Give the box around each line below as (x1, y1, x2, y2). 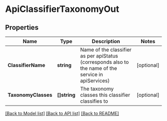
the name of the (80, 65, 117, 71)
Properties (5, 23, 39, 32)
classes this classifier (80, 92, 130, 98)
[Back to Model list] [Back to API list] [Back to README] (5, 111, 119, 116)
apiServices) (80, 77, 110, 84)
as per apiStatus (80, 53, 118, 59)
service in (80, 71, 103, 78)
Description (91, 38, 120, 45)
